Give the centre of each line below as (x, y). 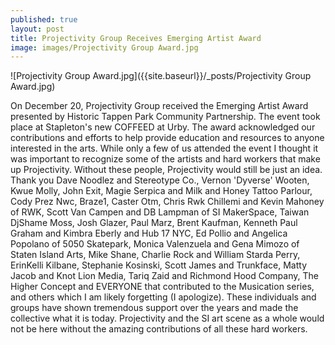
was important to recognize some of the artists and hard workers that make (165, 159)
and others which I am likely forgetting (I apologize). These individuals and (163, 297)
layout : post (37, 29)
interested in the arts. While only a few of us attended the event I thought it (164, 148)
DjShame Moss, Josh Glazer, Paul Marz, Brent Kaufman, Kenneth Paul (154, 223)
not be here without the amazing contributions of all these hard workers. (159, 329)
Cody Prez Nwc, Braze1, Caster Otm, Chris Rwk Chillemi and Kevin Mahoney (167, 202)
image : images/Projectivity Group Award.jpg (104, 47)
